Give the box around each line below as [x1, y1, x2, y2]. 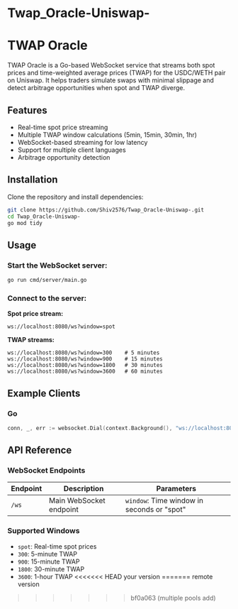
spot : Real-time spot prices [17, 542, 97, 551]
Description [63, 484, 104, 494]
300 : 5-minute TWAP [17, 549, 78, 558]
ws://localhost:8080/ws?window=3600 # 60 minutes [7, 368, 163, 375]
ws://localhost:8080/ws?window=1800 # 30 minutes [7, 362, 163, 369]
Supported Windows [7, 526, 80, 536]
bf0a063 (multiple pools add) [130, 593, 216, 602]
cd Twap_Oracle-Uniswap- [7, 213, 81, 220]
